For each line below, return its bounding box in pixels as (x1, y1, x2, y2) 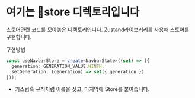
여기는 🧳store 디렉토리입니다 (6, 5, 140, 19)
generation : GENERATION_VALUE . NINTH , (11, 63, 105, 69)
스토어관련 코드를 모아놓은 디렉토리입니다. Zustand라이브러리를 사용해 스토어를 (6, 26, 190, 33)
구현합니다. (6, 33, 32, 40)
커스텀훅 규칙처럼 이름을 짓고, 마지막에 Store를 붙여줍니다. (14, 86, 150, 93)
